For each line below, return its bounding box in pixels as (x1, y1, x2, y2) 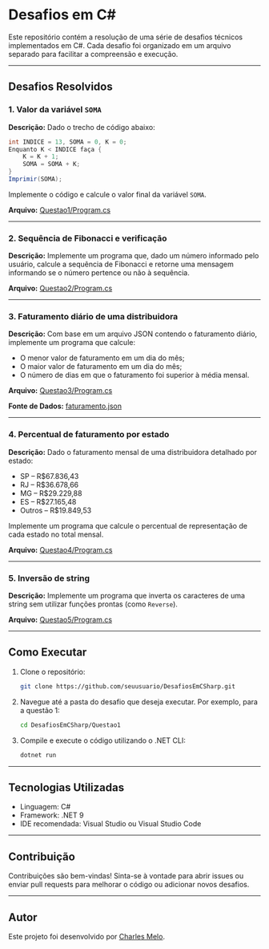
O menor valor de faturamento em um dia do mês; (19, 353, 185, 363)
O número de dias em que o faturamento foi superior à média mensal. (19, 371, 250, 380)
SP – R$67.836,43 (19, 471, 79, 481)
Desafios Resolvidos (8, 80, 114, 94)
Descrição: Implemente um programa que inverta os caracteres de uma (8, 591, 246, 601)
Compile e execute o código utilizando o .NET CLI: (19, 736, 187, 745)
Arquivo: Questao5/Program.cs (8, 615, 113, 625)
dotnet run (19, 751, 57, 759)
